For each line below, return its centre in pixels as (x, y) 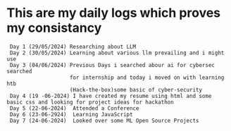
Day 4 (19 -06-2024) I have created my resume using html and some (111, 96)
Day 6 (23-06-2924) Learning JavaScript (71, 114)
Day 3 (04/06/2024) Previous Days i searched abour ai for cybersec (112, 65)
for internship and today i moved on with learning (147, 77)
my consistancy (54, 28)
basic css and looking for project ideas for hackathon (90, 102)
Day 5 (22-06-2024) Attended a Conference (74, 108)
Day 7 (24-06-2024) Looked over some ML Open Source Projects (104, 120)
